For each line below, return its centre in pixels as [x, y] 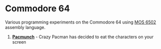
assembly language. [25, 27]
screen [19, 42]
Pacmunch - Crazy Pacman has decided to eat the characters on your [83, 37]
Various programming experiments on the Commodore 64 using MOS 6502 [80, 22]
